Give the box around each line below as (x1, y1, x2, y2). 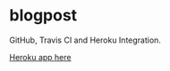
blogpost (9, 5, 78, 26)
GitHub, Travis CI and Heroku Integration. (9, 35, 161, 45)
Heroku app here (9, 51, 72, 62)
